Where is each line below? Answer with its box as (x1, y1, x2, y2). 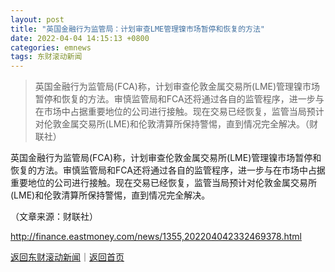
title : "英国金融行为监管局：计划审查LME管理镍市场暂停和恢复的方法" (10, 24, 265, 34)
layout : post (10, 14, 65, 25)
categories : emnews (10, 42, 92, 53)
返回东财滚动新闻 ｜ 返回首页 (10, 251, 125, 263)
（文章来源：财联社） (10, 211, 98, 223)
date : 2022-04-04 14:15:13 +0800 (10, 33, 150, 43)
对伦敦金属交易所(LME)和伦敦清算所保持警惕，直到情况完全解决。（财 (34, 118, 318, 130)
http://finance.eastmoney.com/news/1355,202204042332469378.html (10, 231, 302, 243)
